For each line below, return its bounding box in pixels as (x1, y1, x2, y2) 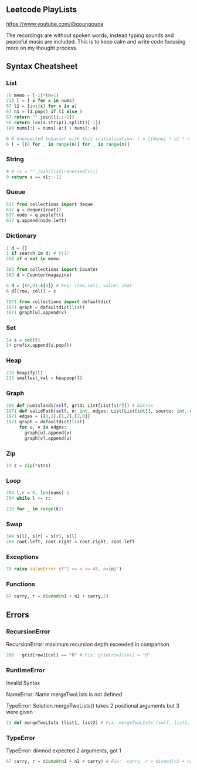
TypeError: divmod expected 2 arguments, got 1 (6, 747, 121, 754)
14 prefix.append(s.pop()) (6, 343, 72, 349)
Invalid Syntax (6, 679, 40, 686)
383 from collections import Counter (6, 267, 98, 273)
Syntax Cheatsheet (6, 61, 78, 71)
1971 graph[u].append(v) (6, 310, 67, 316)
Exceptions (6, 553, 39, 561)
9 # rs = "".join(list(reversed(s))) (6, 168, 98, 174)
